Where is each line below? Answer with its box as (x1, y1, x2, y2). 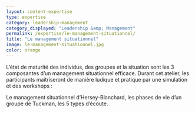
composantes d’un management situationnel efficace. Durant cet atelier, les (6, 69, 190, 77)
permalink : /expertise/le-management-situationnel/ (6, 31, 135, 37)
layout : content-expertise (6, 8, 72, 15)
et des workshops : (6, 82, 53, 89)
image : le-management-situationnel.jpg (6, 42, 104, 48)
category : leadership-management (6, 20, 88, 25)
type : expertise (6, 14, 46, 20)
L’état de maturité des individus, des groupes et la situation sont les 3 (6, 63, 174, 70)
